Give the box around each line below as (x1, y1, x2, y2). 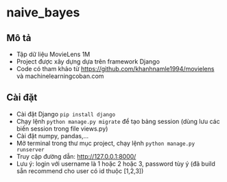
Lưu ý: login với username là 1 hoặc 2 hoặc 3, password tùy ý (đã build (16, 159, 215, 168)
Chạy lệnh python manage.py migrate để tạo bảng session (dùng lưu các (16, 117, 220, 125)
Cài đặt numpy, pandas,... (16, 131, 89, 140)
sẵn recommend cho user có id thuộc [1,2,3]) (16, 166, 144, 175)
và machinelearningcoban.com (16, 72, 104, 80)
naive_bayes (6, 5, 80, 21)
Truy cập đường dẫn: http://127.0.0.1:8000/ (16, 152, 136, 160)
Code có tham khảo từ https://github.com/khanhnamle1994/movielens (16, 65, 215, 73)
